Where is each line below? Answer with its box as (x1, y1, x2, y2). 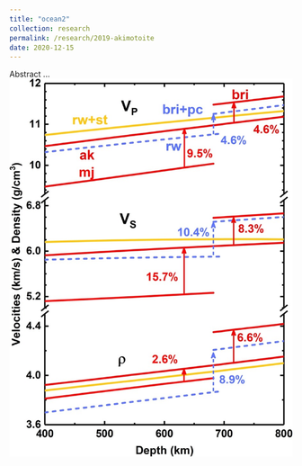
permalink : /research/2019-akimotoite (9, 33, 155, 42)
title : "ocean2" (9, 14, 70, 23)
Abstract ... (9, 68, 50, 80)
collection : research (9, 23, 91, 33)
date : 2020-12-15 (9, 43, 75, 52)
